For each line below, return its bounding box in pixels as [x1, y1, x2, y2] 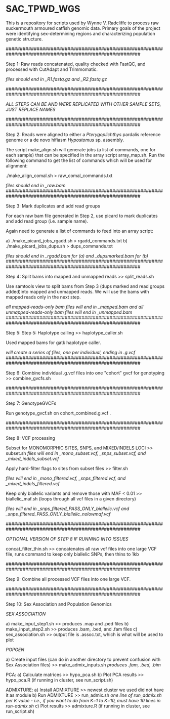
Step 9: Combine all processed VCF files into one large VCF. [6, 576, 131, 582]
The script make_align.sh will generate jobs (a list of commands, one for [6, 146, 156, 152]
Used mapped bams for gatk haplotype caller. [6, 340, 101, 346]
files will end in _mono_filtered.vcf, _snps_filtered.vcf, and [6, 475, 126, 481]
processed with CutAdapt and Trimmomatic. [6, 66, 98, 72]
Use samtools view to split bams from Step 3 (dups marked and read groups [6, 283, 165, 289]
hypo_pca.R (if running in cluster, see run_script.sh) [6, 676, 113, 683]
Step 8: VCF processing [6, 435, 55, 441]
